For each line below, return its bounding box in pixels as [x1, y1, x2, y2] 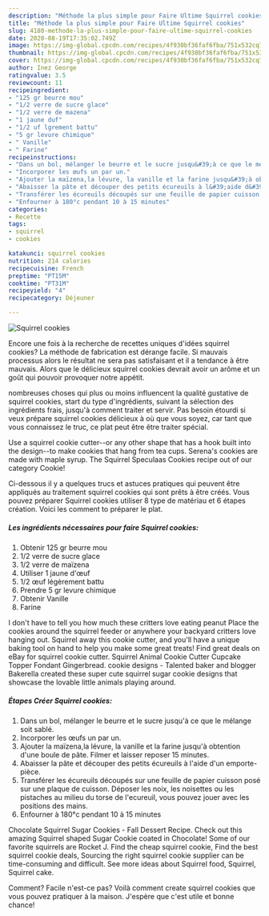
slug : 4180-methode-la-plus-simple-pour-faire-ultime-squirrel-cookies [8, 26, 252, 34]
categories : [8, 205, 48, 213]
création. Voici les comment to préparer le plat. [8, 504, 163, 513]
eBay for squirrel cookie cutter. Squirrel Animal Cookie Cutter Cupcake [8, 652, 242, 661]
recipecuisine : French [8, 264, 84, 272]
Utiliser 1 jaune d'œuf [19, 568, 90, 577]
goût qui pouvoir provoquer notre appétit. [8, 373, 145, 382]
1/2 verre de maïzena [19, 560, 90, 569]
